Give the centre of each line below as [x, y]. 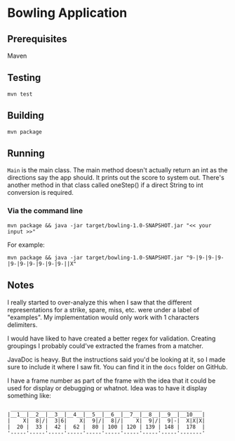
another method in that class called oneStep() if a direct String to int [105, 185]
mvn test [20, 94]
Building [26, 116]
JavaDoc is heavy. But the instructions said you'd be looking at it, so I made [116, 359]
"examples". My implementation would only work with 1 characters [103, 317]
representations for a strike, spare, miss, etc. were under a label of [103, 309]
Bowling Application [67, 13]
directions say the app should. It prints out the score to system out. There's [116, 178]
